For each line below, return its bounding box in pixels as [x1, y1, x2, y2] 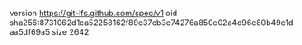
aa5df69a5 [9, 27, 51, 37]
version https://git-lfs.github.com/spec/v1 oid [9, 8, 178, 18]
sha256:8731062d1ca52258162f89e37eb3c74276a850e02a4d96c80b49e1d [9, 17, 294, 28]
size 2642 [52, 27, 90, 37]
